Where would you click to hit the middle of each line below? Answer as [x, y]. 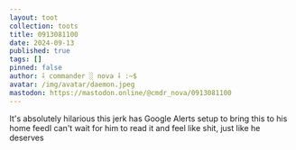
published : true [40, 51]
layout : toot [34, 18]
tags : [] [26, 59]
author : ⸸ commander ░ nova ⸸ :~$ [73, 76]
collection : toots [44, 26]
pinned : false [36, 68]
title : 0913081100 [44, 34]
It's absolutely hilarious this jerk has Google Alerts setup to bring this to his [148, 119]
